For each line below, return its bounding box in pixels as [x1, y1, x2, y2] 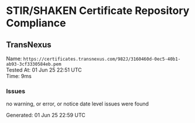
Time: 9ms [6, 73, 32, 79]
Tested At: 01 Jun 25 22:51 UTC [6, 66, 82, 73]
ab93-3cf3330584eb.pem [6, 61, 61, 67]
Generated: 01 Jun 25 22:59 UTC [6, 112, 86, 119]
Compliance [6, 16, 66, 30]
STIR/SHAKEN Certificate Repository [6, 4, 190, 17]
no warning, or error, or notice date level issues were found [6, 100, 149, 107]
